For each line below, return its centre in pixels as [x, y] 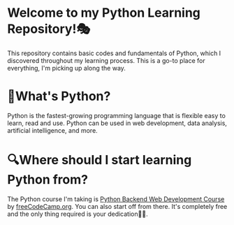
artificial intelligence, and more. [52, 130]
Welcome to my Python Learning [104, 13]
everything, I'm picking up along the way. [66, 68]
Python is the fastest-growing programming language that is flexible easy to [116, 115]
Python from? [48, 180]
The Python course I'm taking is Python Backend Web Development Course [116, 199]
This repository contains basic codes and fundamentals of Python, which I [114, 53]
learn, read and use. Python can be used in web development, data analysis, [117, 123]
